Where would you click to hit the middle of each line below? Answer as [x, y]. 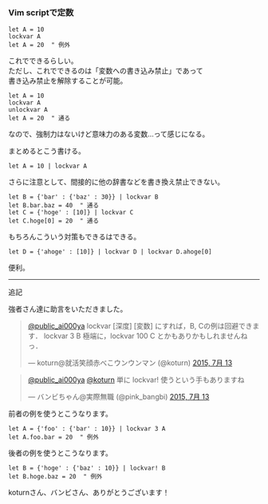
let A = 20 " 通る [39, 118]
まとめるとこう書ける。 [47, 151]
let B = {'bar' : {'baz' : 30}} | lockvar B [83, 197]
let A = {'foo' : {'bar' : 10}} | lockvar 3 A [87, 429]
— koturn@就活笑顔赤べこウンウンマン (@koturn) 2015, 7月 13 [130, 363]
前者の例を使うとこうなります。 [61, 414]
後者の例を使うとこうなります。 [61, 453]
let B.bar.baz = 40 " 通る [54, 206]
